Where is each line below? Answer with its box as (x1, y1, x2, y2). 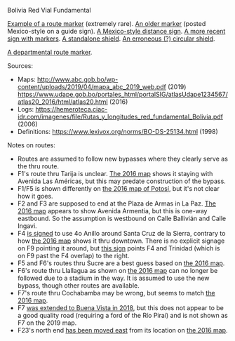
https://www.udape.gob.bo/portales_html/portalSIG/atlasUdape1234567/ (17, 91, 228, 98)
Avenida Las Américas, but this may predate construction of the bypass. (17, 177, 226, 185)
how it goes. (17, 192, 54, 200)
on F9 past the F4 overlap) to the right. (17, 252, 130, 260)
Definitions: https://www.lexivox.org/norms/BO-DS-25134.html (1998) (17, 128, 219, 135)
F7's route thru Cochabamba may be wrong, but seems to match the (17, 289, 215, 297)
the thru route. (17, 162, 60, 170)
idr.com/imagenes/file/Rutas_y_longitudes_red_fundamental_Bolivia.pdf (17, 112, 223, 121)
